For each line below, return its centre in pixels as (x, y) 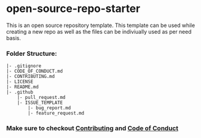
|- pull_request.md (41, 98)
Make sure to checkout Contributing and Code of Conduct (92, 128)
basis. (13, 38)
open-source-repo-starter (73, 9)
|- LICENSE (20, 82)
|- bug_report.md (49, 108)
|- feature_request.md (56, 113)
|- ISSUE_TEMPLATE (40, 103)
